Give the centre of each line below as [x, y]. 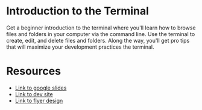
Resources [34, 71]
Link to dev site [34, 94]
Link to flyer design [39, 100]
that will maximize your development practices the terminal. [80, 47]
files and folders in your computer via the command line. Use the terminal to [101, 34]
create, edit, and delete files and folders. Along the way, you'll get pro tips [98, 40]
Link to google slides [41, 88]
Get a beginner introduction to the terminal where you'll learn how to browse [101, 28]
